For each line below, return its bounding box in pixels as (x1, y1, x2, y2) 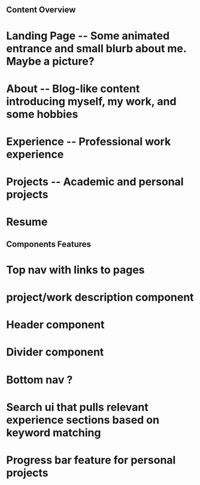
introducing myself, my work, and (6, 94, 177, 108)
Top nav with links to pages (6, 263, 145, 277)
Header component (6, 318, 105, 332)
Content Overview (6, 5, 76, 15)
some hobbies (6, 107, 78, 121)
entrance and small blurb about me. (6, 41, 187, 55)
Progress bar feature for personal (6, 453, 176, 467)
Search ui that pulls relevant (6, 400, 149, 414)
